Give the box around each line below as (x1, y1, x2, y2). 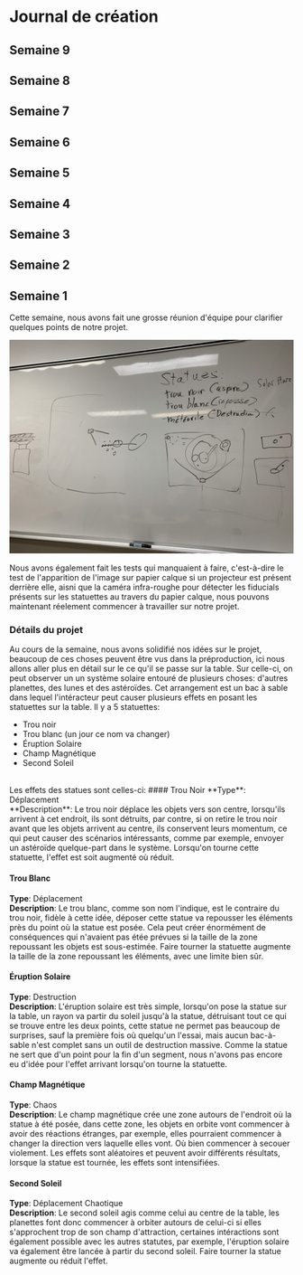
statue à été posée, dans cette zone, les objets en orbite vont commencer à (9, 1119, 290, 1129)
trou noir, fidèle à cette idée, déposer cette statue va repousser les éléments (9, 911, 293, 923)
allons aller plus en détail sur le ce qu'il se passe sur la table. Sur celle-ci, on (9, 663, 293, 675)
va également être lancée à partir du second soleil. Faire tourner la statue (9, 1246, 281, 1257)
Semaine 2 (9, 258, 70, 273)
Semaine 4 (9, 196, 71, 212)
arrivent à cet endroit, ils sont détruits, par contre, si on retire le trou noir (9, 814, 278, 825)
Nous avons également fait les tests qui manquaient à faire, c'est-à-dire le (9, 562, 284, 573)
